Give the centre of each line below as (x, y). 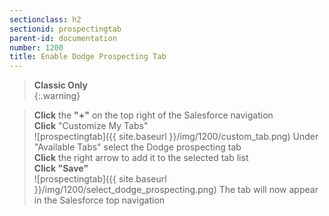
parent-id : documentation (63, 38)
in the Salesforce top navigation (99, 200)
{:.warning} (57, 96)
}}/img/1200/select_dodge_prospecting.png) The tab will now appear (176, 190)
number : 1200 (36, 47)
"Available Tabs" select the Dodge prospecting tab (137, 147)
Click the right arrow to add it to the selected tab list (141, 158)
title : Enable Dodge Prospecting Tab (88, 57)
